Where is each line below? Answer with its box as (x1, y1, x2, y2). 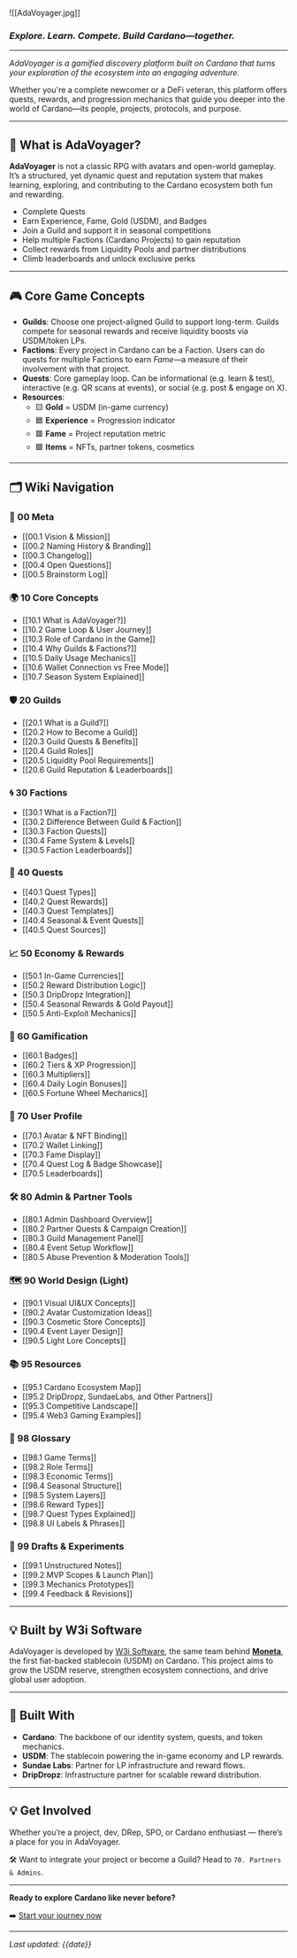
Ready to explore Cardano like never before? (9, 1892, 176, 1903)
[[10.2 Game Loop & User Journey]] (21, 624, 152, 634)
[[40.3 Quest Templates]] (21, 905, 115, 916)
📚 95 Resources (9, 1358, 82, 1371)
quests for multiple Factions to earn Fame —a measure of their (21, 354, 248, 364)
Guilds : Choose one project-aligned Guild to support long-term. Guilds (21, 316, 280, 327)
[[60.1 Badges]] (21, 1050, 78, 1061)
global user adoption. (9, 1674, 87, 1684)
